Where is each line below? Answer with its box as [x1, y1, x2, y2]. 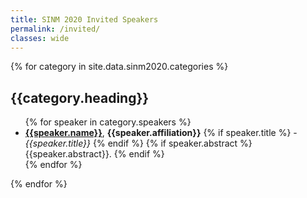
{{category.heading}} [10, 89, 150, 106]
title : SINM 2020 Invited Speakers [10, 14, 159, 25]
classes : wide [10, 33, 70, 43]
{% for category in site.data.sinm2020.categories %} [10, 61, 229, 73]
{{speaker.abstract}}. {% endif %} [24, 148, 165, 160]
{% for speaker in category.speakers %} [24, 116, 192, 128]
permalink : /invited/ [10, 24, 101, 34]
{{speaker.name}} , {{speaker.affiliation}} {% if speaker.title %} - [24, 127, 298, 139]
